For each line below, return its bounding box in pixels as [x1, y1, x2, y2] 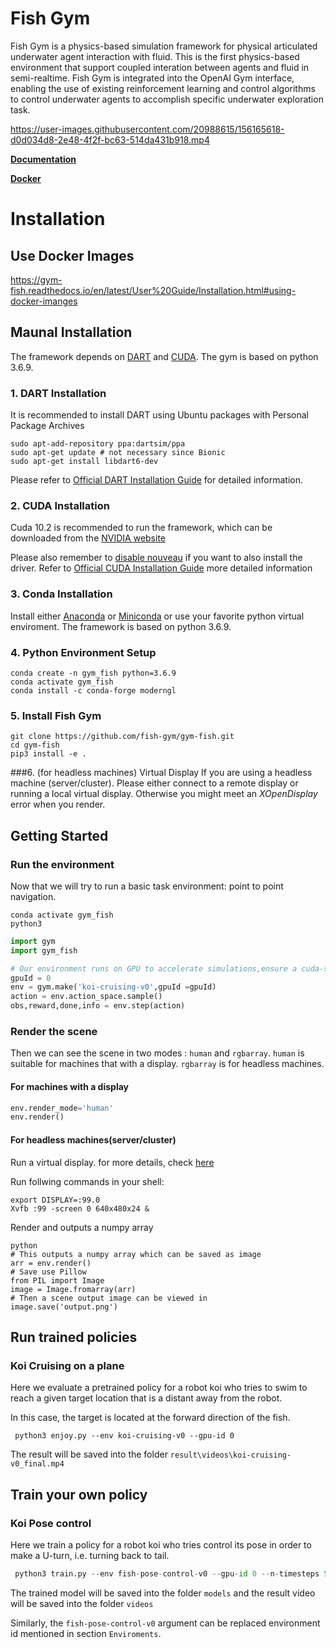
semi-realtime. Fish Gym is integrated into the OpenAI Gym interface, [10, 72, 295, 84]
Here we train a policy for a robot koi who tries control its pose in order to [10, 1538, 312, 1551]
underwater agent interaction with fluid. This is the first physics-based [10, 50, 300, 62]
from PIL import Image [10, 1275, 105, 1286]
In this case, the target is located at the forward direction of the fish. [10, 1412, 291, 1424]
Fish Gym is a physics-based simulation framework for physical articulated [10, 40, 318, 52]
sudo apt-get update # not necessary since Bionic [10, 448, 226, 458]
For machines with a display [10, 1080, 130, 1092]
